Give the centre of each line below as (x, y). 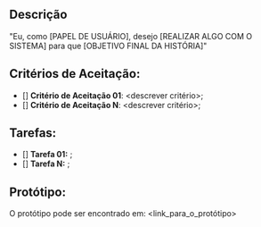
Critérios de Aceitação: (75, 74)
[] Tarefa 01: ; (47, 155)
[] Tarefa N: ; (46, 164)
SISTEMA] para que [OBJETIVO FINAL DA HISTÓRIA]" (108, 46)
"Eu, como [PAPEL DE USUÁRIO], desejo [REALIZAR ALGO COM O (131, 36)
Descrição (38, 15)
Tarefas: (33, 133)
